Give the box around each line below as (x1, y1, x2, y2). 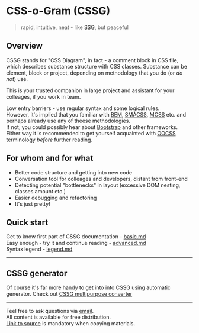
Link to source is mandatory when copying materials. (6, 320, 135, 327)
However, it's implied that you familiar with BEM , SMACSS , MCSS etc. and (6, 111, 187, 118)
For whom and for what (6, 153, 94, 163)
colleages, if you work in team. (6, 93, 81, 100)
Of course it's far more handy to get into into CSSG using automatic (6, 284, 171, 291)
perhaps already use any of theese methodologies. (6, 117, 130, 124)
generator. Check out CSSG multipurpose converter (6, 290, 133, 298)
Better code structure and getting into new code (14, 169, 132, 176)
